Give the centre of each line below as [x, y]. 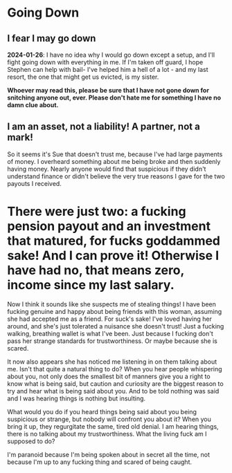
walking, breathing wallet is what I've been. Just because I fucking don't [110, 333]
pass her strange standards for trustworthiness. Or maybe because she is [113, 341]
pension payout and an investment [109, 226]
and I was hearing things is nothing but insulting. [77, 398]
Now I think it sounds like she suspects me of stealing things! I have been [112, 304]
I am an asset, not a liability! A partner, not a [104, 127]
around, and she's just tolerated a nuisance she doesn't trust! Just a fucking [116, 326]
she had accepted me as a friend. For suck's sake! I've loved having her [110, 319]
